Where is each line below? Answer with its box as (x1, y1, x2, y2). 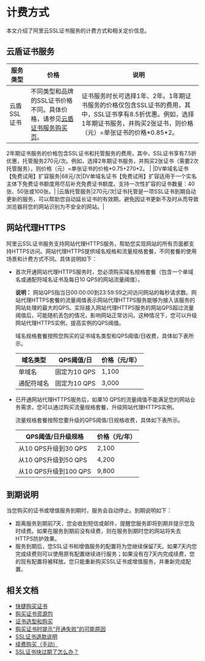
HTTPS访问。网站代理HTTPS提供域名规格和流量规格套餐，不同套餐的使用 (11, 248, 197, 255)
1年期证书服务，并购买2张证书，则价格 (81, 119, 194, 127)
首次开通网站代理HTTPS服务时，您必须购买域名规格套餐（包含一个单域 (15, 268, 194, 275)
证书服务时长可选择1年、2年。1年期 (81, 91, 185, 100)
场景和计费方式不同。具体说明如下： (6, 255, 98, 262)
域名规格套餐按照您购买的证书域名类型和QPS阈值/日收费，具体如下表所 (15, 332, 194, 339)
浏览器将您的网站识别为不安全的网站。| (6, 202, 105, 210)
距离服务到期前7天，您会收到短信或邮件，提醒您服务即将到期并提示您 (15, 520, 190, 527)
